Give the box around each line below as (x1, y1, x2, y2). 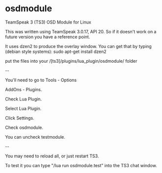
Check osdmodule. (5, 124, 43, 130)
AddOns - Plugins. (5, 86, 42, 92)
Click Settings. (5, 115, 34, 121)
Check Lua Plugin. (5, 96, 42, 102)
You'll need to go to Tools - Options (5, 77, 77, 83)
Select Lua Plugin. (5, 105, 42, 111)
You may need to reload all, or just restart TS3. (5, 153, 99, 159)
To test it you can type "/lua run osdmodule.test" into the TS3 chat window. (5, 162, 157, 168)
